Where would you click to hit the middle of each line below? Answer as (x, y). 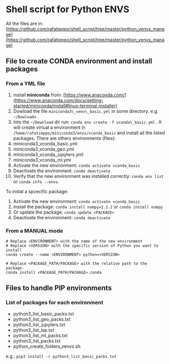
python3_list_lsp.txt (34, 330)
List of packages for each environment (54, 303)
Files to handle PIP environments (59, 288)
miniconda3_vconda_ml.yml (42, 160)
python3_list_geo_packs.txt (42, 319)
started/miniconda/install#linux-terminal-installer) (65, 106)
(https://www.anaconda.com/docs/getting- (58, 100)
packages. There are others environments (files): (64, 138)
